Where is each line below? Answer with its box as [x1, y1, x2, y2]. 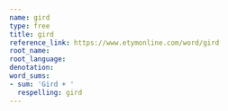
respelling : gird [17, 88, 83, 97]
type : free [9, 21, 50, 30]
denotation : [9, 64, 54, 73]
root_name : [9, 47, 50, 55]
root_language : [9, 55, 67, 64]
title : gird [9, 30, 54, 38]
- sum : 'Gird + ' [9, 80, 75, 89]
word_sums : [9, 72, 50, 81]
